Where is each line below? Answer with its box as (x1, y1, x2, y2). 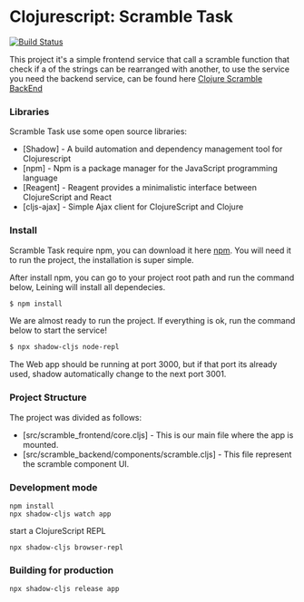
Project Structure (9, 392, 87, 404)
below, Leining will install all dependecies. (9, 281, 166, 292)
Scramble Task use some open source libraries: (9, 126, 188, 137)
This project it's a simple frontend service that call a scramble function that (9, 53, 290, 64)
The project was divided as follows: (9, 412, 142, 422)
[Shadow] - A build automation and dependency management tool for (22, 143, 283, 155)
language (22, 172, 58, 183)
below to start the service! (9, 325, 107, 336)
